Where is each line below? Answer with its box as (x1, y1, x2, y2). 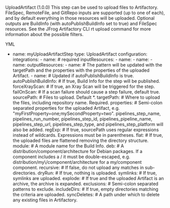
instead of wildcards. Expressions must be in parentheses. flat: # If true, (12, 132, 163, 138)
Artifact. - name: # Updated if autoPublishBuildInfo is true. (12, 73, 134, 78)
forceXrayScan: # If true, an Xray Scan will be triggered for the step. (12, 83, 155, 90)
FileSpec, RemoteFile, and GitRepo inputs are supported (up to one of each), (5, 10, 165, 16)
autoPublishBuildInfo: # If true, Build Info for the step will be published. (12, 78, 160, 84)
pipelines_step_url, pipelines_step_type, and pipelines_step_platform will (12, 122, 163, 127)
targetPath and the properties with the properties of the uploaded (12, 67, 150, 73)
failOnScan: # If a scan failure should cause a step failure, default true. (12, 89, 160, 95)
